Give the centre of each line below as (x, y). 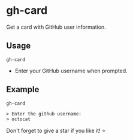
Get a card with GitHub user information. (56, 27)
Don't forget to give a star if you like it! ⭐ (56, 130)
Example (23, 89)
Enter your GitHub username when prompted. (71, 71)
